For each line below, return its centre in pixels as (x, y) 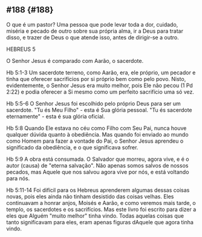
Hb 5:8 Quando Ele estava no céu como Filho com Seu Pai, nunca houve (96, 128)
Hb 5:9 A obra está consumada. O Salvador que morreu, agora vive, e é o (98, 159)
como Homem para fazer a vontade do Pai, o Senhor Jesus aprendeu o (95, 141)
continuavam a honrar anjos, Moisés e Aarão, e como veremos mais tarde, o (101, 203)
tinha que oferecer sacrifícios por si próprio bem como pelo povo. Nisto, (96, 79)
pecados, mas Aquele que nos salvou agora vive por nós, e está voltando (98, 172)
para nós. (18, 178)
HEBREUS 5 (21, 49)
